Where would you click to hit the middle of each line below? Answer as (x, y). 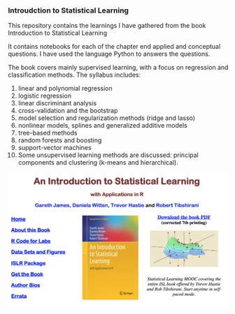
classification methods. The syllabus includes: (74, 75)
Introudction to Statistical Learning (68, 10)
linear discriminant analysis (57, 103)
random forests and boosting (60, 140)
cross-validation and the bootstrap (68, 111)
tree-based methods (48, 133)
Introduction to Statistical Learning (58, 33)
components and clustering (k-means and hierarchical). (98, 163)
